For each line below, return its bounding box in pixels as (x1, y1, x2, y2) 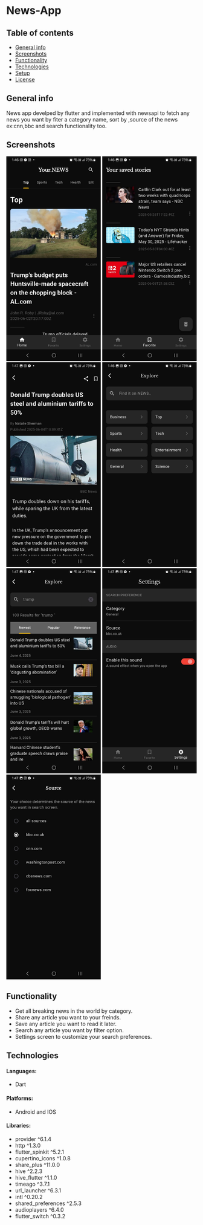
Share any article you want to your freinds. (14, 1013, 121, 1021)
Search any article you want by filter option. (14, 1026, 124, 1034)
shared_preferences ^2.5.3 (14, 1200, 82, 1207)
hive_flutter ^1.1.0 (14, 1174, 57, 1181)
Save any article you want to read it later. (14, 1020, 117, 1027)
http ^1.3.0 (14, 1142, 41, 1149)
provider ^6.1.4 (14, 1135, 52, 1143)
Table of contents (6, 28, 74, 38)
